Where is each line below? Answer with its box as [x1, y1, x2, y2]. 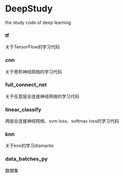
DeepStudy [5, 3, 53, 14]
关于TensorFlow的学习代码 [5, 44, 60, 50]
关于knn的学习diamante [5, 143, 54, 149]
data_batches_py [5, 156, 48, 163]
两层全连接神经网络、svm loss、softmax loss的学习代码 [5, 118, 120, 124]
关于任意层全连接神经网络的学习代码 [5, 93, 80, 99]
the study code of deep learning [5, 19, 71, 25]
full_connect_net [5, 81, 47, 88]
